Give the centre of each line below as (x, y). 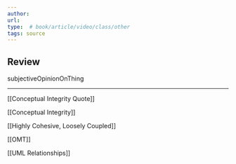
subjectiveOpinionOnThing (46, 78)
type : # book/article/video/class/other (69, 27)
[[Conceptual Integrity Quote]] (51, 99)
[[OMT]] (19, 139)
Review (24, 61)
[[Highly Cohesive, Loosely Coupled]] (62, 126)
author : (19, 14)
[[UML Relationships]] (39, 153)
